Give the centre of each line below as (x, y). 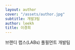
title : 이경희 (18, 28)
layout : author (21, 10)
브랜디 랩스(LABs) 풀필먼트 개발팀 (38, 43)
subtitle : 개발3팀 (22, 19)
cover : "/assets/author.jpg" (35, 14)
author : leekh (20, 23)
